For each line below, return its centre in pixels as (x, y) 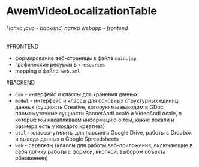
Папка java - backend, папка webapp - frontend (67, 28)
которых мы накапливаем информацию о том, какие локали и (95, 120)
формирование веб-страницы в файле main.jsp (76, 58)
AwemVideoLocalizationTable (82, 11)
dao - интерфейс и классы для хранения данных (76, 94)
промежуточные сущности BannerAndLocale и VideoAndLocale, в (98, 114)
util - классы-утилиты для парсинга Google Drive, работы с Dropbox (103, 133)
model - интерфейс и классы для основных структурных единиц (97, 101)
